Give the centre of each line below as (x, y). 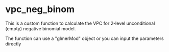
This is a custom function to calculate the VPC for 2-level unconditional (80, 23)
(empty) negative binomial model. (41, 28)
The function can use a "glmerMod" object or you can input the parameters (85, 38)
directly (13, 43)
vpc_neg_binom (40, 9)
